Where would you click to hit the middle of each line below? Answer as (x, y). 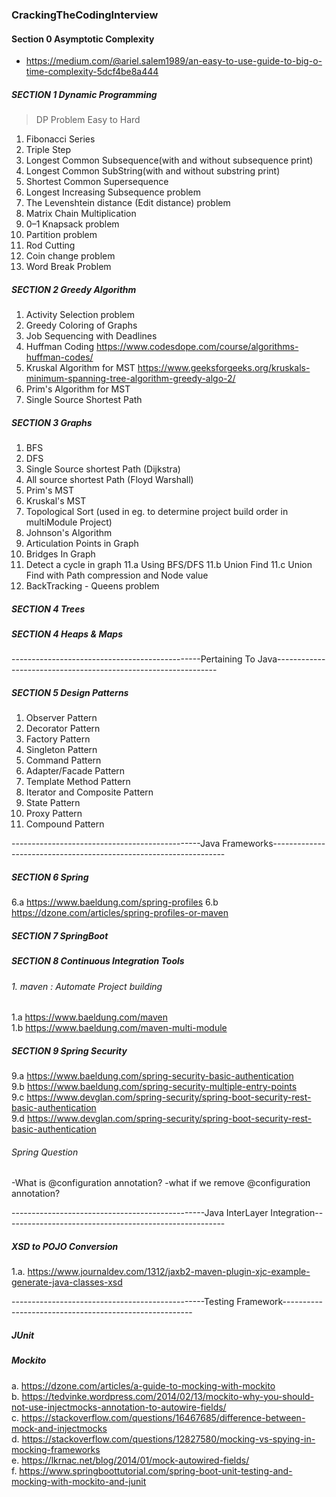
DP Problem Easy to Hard (88, 120)
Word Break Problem (68, 267)
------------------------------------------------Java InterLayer (140, 1213)
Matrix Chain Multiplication (81, 214)
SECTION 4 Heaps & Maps (67, 634)
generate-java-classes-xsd (67, 1282)
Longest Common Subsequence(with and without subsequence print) (169, 160)
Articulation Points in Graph (82, 544)
